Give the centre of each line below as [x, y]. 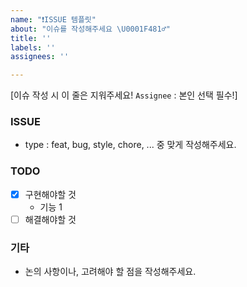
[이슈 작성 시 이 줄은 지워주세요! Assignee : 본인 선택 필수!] [124, 95]
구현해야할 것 [50, 194]
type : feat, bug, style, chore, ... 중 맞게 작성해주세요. [130, 145]
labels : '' [33, 47]
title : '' [31, 38]
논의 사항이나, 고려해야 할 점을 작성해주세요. [110, 272]
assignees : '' [40, 57]
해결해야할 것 [50, 219]
